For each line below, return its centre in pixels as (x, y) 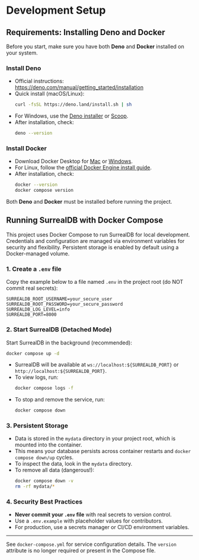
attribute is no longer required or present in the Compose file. (81, 550)
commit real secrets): (32, 288)
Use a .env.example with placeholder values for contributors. (89, 521)
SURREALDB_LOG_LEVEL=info (38, 309)
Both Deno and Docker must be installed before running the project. (89, 202)
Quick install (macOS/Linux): (49, 94)
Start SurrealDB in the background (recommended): (69, 343)
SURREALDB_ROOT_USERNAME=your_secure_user (59, 299)
